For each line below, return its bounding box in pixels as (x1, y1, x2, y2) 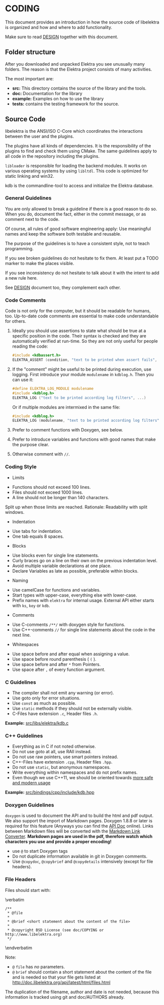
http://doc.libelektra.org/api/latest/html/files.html (12, 979, 111, 985)
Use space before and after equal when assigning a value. (12, 651, 130, 657)
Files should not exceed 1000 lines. (12, 489, 83, 495)
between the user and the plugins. (5, 133, 74, 139)
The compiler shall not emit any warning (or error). (12, 690, 114, 695)
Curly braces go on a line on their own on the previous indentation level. (12, 557, 158, 563)
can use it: (12, 377, 33, 383)
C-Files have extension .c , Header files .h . (12, 711, 98, 717)
